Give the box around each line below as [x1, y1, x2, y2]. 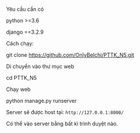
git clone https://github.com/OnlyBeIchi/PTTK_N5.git [6, 51, 135, 59]
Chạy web [6, 86, 31, 93]
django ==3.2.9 [6, 28, 44, 35]
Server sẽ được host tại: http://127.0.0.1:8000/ [6, 109, 124, 115]
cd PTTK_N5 [6, 74, 37, 81]
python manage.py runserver [6, 98, 77, 104]
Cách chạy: [6, 40, 34, 47]
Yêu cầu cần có [6, 6, 44, 12]
